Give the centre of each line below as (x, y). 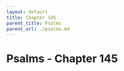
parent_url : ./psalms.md (38, 29)
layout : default (27, 12)
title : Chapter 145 (31, 18)
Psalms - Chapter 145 (62, 59)
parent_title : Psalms (34, 23)
